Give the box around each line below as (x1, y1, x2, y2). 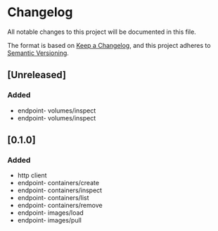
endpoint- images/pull (17, 216, 82, 225)
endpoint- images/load (17, 208, 84, 217)
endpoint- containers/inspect (17, 186, 103, 194)
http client (17, 171, 47, 180)
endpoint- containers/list (17, 194, 89, 202)
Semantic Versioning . (7, 49, 69, 57)
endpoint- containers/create (17, 179, 100, 187)
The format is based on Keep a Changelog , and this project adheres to (7, 41, 211, 49)
